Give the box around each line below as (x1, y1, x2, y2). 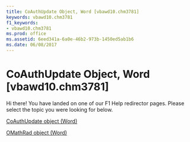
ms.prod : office (6, 31, 46, 37)
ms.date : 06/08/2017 (6, 42, 58, 48)
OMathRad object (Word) (6, 129, 67, 136)
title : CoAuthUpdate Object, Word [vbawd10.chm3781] (6, 8, 140, 15)
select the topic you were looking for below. (6, 106, 113, 113)
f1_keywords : (6, 20, 39, 26)
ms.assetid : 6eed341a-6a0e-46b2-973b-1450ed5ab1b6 (6, 36, 134, 42)
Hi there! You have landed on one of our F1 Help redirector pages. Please (6, 99, 185, 107)
